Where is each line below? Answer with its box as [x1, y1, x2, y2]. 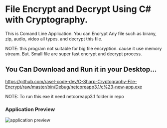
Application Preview [5, 106, 55, 113]
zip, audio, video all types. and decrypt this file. [5, 36, 103, 42]
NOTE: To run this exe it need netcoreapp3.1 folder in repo [5, 93, 124, 99]
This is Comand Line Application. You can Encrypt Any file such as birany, [5, 30, 157, 36]
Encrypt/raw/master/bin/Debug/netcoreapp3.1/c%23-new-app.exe [5, 84, 143, 90]
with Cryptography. [5, 14, 88, 25]
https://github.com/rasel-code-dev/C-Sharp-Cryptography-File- [5, 78, 137, 84]
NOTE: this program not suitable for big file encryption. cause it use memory [5, 45, 162, 51]
